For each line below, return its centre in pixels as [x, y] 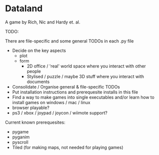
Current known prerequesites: [35, 122]
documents [38, 82]
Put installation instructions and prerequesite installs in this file [75, 92]
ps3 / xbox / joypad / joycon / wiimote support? [60, 112]
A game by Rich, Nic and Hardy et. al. [43, 22]
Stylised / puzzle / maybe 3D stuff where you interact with [85, 76]
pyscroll [20, 142]
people [34, 71]
